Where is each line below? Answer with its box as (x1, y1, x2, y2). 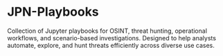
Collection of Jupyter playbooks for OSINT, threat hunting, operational (7, 27, 208, 35)
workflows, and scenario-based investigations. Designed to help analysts (7, 33, 217, 42)
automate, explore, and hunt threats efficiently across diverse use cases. (7, 41, 215, 49)
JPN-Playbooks (7, 4, 99, 20)
